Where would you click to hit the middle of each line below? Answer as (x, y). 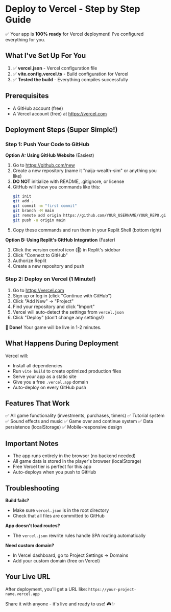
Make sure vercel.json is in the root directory (61, 510)
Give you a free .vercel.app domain (50, 382)
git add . (23, 201)
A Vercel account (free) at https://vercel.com (60, 113)
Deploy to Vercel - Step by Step (73, 9)
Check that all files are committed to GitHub (58, 516)
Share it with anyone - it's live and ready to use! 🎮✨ (60, 604)
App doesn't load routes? (33, 526)
